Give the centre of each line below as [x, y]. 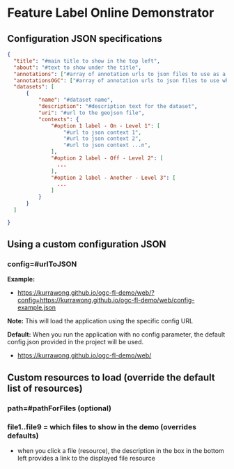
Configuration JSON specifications [85, 39]
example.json [37, 307]
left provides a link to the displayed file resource [86, 459]
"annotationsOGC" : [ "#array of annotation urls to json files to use [116, 80]
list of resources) [45, 388]
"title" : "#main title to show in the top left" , [87, 61]
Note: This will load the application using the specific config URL [100, 321]
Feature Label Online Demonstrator [111, 13]
